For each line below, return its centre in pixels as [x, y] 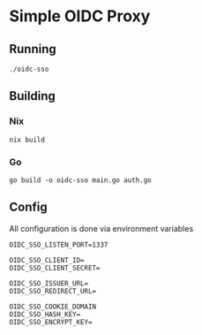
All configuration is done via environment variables [101, 228]
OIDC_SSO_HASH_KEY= [45, 314]
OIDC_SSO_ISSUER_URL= [49, 283]
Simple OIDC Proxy [80, 16]
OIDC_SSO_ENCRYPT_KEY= [51, 322]
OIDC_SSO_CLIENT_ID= [47, 260]
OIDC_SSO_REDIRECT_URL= [53, 291]
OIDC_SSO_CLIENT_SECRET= [55, 268]
